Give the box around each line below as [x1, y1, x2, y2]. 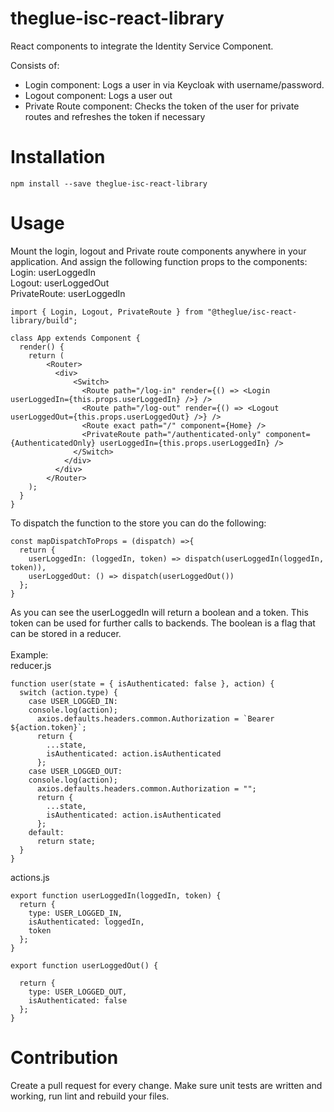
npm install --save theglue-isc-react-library [10, 178, 208, 189]
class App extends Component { [10, 333, 141, 343]
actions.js [10, 871, 50, 883]
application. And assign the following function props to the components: [10, 255, 308, 267]
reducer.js [10, 659, 52, 671]
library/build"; [10, 315, 78, 326]
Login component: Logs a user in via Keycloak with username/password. [24, 78, 325, 91]
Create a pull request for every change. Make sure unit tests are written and [10, 1079, 323, 1091]
